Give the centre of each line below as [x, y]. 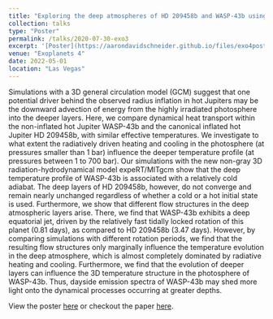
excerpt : [23, 46]
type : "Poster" [34, 31]
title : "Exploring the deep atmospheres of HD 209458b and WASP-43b [127, 16]
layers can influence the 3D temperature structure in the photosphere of [129, 273]
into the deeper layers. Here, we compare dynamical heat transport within [132, 118]
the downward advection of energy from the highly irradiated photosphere [133, 109]
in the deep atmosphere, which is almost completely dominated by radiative [135, 256]
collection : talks [39, 24]
